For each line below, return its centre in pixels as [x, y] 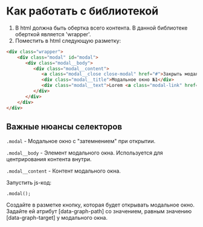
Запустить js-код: [29, 183]
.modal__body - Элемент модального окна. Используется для [85, 153]
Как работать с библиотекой [82, 11]
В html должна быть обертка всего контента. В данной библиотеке [101, 28]
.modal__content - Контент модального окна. [63, 171]
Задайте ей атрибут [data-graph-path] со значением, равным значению [99, 211]
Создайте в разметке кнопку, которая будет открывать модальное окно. [101, 205]
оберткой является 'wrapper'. [53, 34]
